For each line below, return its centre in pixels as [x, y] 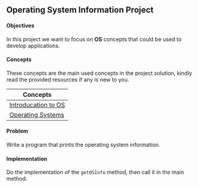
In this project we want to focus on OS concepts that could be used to [94, 39]
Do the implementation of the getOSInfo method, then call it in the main [95, 172]
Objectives [20, 25]
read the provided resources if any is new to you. [68, 79]
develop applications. [33, 46]
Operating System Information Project [80, 10]
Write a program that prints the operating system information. [83, 145]
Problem [17, 131]
